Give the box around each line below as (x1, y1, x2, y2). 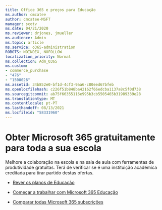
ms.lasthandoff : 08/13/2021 (5, 106, 65, 111)
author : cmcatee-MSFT (5, 17, 51, 22)
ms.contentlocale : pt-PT (5, 101, 58, 106)
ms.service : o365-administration (5, 45, 76, 50)
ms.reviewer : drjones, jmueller (5, 31, 73, 36)
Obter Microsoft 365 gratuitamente (5, 132, 155, 143)
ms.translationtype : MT (5, 96, 56, 101)
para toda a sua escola (5, 143, 102, 154)
